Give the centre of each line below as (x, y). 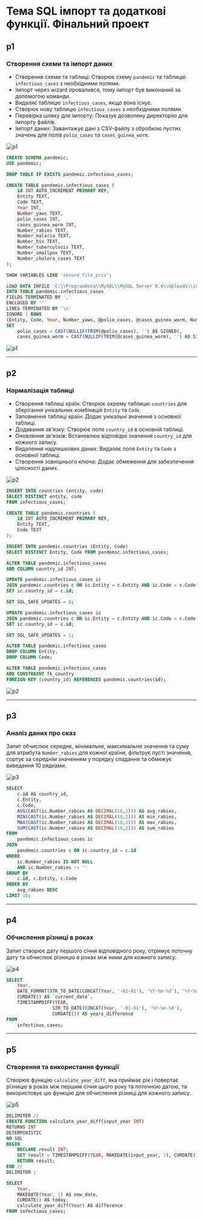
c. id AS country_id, (43, 794)
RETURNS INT (21, 1127)
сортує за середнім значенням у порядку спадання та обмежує (89, 759)
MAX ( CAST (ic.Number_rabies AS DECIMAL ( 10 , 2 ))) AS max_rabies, (97, 822)
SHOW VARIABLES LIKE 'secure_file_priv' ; (59, 275)
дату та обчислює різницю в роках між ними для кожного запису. (92, 957)
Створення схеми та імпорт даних (60, 64)
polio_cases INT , (39, 219)
